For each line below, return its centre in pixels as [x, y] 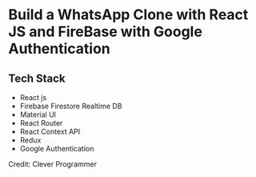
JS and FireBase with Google [105, 32]
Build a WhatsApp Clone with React [128, 15]
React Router [41, 123]
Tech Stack [37, 78]
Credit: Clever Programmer [53, 164]
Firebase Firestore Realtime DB [71, 106]
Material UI [38, 115]
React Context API [50, 131]
